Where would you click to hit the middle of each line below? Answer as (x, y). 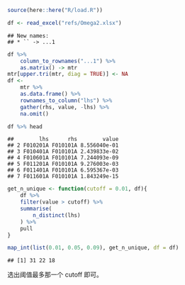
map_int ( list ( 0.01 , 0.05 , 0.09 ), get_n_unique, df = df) (93, 248)
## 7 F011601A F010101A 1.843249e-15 (63, 177)
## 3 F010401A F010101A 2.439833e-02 (63, 152)
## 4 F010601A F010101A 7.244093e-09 (63, 158)
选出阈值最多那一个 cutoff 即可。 (55, 275)
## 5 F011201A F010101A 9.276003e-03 (63, 164)
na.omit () (35, 113)
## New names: (28, 35)
